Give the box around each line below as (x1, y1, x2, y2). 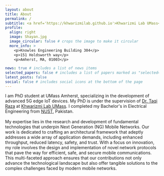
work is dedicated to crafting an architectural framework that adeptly (5, 129, 143, 135)
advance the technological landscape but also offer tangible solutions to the (5, 160, 158, 166)
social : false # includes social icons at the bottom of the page (5, 79, 143, 84)
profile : (5, 25, 23, 30)
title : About (5, 12, 32, 17)
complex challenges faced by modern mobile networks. (5, 165, 117, 171)
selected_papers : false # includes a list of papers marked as (5, 70, 137, 76)
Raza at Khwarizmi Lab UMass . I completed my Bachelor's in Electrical (5, 103, 147, 109)
